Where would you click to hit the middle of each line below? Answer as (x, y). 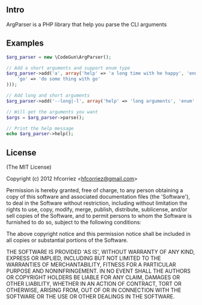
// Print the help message (40, 128)
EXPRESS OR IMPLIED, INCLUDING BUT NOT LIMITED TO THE (84, 258)
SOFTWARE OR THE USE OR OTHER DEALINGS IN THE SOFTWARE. (90, 297)
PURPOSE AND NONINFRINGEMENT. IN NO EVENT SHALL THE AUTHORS (99, 271)
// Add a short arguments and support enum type (68, 68)
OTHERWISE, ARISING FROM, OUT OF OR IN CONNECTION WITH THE (94, 290)
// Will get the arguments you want (52, 112)
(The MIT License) (29, 167)
